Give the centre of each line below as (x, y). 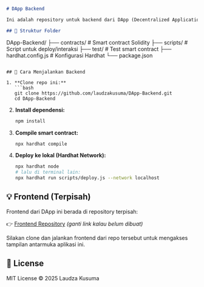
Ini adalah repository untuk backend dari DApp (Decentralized (88, 19)
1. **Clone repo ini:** (36, 82)
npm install (30, 121)
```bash (24, 88)
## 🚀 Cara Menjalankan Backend (46, 72)
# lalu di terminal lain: (48, 172)
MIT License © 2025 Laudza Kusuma (53, 278)
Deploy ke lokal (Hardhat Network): (60, 155)
